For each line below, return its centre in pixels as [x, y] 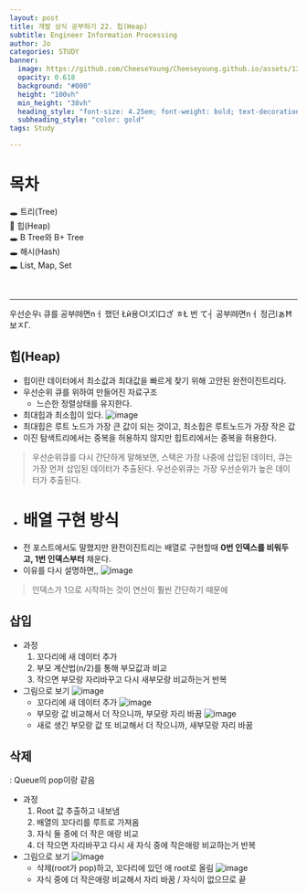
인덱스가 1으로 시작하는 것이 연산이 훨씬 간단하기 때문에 [130, 590]
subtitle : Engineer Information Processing [94, 35]
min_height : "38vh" [55, 103]
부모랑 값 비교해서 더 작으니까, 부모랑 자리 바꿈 [119, 713]
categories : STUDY [44, 52]
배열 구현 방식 [71, 520]
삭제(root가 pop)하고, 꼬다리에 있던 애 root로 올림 [125, 868]
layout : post [34, 18]
